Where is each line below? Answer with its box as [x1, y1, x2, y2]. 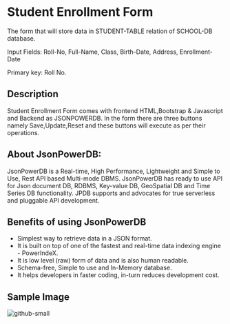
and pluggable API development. [7, 196, 100, 204]
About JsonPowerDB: [7, 149, 102, 161]
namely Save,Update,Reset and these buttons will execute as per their [7, 121, 206, 130]
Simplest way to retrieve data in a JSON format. [17, 234, 153, 243]
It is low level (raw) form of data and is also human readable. [17, 256, 189, 265]
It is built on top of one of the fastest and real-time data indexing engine [17, 242, 222, 250]
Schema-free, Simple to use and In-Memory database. [17, 263, 172, 272]
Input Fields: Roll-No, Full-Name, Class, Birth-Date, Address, [7, 48, 178, 56]
